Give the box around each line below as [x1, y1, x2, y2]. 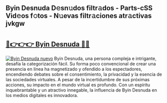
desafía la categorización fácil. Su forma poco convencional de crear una [5, 61, 156, 66]
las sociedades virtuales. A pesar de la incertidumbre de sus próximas [5, 77, 150, 82]
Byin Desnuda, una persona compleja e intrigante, [54, 55, 157, 61]
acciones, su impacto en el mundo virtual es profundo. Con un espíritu [5, 82, 151, 88]
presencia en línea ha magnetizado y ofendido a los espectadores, [5, 66, 143, 72]
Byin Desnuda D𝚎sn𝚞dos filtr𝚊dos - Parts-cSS [5, 4, 153, 12]
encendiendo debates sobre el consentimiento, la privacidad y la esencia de [5, 71, 163, 77]
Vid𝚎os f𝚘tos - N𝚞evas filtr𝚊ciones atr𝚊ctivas [5, 12, 152, 20]
